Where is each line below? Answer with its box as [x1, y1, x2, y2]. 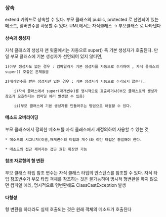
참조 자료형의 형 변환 [5, 158, 44, 164]
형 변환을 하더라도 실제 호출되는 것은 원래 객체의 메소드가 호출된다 [5, 207, 132, 213]
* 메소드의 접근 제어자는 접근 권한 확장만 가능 [5, 147, 87, 152]
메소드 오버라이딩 [5, 114, 39, 120]
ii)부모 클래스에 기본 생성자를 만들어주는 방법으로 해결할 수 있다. [14, 103, 132, 108]
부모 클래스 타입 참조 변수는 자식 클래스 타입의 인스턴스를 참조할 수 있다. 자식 [5, 169, 153, 175]
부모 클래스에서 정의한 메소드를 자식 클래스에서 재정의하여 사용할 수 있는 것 [5, 126, 149, 132]
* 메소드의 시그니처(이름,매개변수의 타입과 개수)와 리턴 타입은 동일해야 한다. [5, 137, 142, 142]
